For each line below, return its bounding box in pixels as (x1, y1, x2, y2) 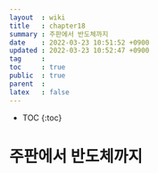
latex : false (9, 87, 70, 96)
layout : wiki (9, 12, 66, 22)
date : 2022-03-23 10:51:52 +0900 (9, 37, 150, 47)
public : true (9, 71, 66, 80)
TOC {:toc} (21, 112, 62, 123)
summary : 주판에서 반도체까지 (9, 29, 109, 38)
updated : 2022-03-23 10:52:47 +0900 (9, 46, 150, 55)
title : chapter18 (9, 21, 87, 30)
